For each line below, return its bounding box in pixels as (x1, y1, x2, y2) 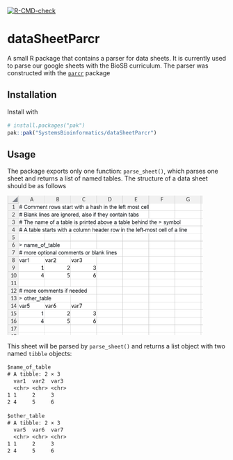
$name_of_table (7, 364, 51, 371)
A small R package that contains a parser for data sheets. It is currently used (7, 54, 227, 62)
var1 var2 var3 (13, 378, 64, 385)
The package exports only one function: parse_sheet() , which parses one (7, 167, 218, 176)
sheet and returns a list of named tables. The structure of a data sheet (7, 174, 209, 183)
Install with (7, 107, 38, 116)
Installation (7, 89, 57, 101)
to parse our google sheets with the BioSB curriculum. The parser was (7, 61, 209, 70)
